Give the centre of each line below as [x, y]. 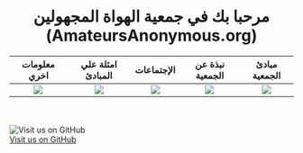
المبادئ [99, 76]
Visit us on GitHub [43, 139]
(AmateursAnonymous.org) [151, 36]
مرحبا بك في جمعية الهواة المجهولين [151, 17]
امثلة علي [99, 64]
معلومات [39, 64]
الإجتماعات [155, 69]
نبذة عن [210, 64]
